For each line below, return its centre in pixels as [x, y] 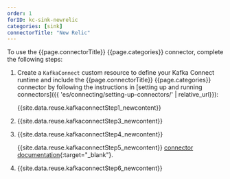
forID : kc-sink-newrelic [43, 20]
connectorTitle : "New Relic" [49, 33]
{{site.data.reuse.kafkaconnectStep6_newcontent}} [90, 168]
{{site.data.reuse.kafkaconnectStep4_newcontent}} [90, 134]
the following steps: [35, 60]
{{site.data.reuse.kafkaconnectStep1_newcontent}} [89, 108]
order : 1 [20, 13]
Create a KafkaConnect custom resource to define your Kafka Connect [116, 73]
